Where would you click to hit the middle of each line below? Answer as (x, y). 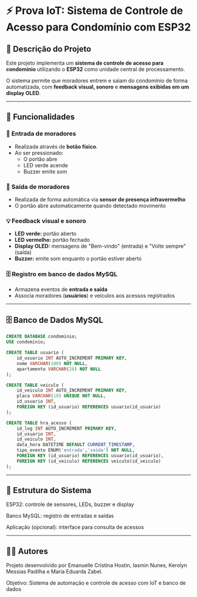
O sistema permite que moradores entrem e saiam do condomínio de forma (97, 80)
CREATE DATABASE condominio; (42, 337)
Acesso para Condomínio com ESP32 (98, 27)
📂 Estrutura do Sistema (49, 490)
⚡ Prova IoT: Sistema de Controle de (95, 11)
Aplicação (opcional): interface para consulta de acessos (75, 527)
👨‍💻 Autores (27, 551)
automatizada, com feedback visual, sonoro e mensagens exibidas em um (98, 87)
